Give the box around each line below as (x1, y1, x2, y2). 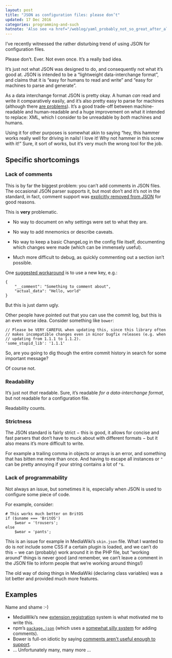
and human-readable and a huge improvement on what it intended (25, 109, 165, 115)
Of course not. (5, 365, 36, 371)
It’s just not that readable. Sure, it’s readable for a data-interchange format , (5, 390, 164, 396)
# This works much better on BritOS (5, 511, 83, 516)
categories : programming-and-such (5, 22, 79, 27)
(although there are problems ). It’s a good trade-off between (5, 103, 133, 109)
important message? (5, 355, 49, 361)
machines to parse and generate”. (5, 83, 77, 89)
